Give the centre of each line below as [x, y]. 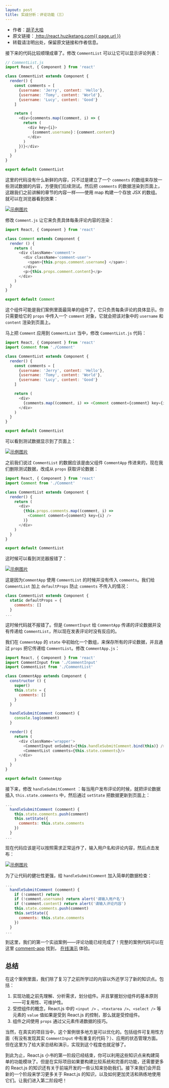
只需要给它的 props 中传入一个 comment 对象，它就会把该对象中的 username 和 [84, 316]
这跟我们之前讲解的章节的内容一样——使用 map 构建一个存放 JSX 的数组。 [82, 192]
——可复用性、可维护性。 [39, 1002]
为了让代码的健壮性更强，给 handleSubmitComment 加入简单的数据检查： [78, 875]
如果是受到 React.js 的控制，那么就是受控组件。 [93, 1015]
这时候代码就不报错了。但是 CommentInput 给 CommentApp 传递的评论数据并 [81, 625]
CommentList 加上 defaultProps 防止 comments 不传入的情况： [67, 586]
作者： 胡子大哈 [28, 30]
